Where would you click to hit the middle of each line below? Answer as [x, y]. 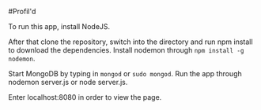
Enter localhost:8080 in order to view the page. [85, 97]
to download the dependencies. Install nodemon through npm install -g [126, 50]
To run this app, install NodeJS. [59, 26]
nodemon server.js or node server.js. [68, 82]
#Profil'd [22, 11]
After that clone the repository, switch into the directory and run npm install [130, 42]
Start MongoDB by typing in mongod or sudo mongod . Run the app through [125, 73]
